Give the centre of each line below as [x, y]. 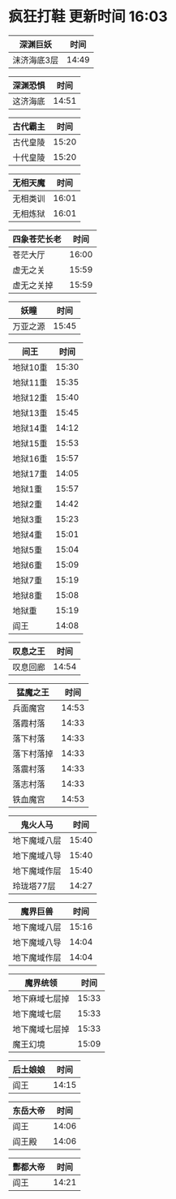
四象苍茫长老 [37, 239]
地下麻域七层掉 [41, 999]
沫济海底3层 [36, 60]
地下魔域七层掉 [41, 1029]
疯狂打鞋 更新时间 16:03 [88, 17]
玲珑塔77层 [34, 886]
